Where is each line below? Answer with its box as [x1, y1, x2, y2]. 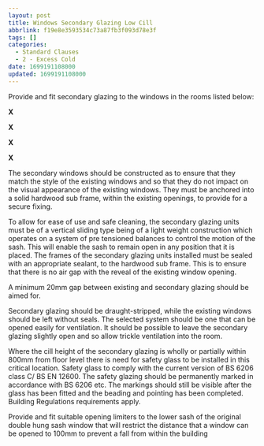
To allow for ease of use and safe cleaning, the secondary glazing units [8, 217, 240, 226]
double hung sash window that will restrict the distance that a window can [8, 420, 249, 429]
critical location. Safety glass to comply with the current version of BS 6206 [8, 363, 254, 373]
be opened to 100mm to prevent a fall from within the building [8, 429, 209, 438]
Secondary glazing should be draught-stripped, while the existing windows [8, 306, 252, 315]
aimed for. [8, 291, 41, 300]
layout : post [8, 11, 51, 20]
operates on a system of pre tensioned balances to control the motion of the [8, 233, 256, 243]
